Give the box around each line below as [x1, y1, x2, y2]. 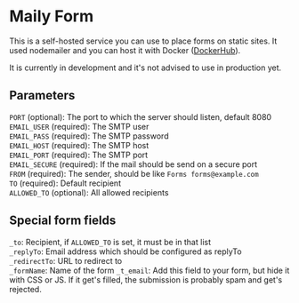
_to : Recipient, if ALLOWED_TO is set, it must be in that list [9, 236, 212, 247]
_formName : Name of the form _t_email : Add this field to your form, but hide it [9, 265, 290, 275]
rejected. [9, 283, 42, 294]
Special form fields [9, 213, 117, 228]
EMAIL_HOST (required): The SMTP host [9, 140, 149, 150]
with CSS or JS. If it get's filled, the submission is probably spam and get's [9, 274, 283, 285]
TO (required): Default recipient [9, 178, 122, 188]
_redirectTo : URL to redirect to [9, 255, 123, 266]
